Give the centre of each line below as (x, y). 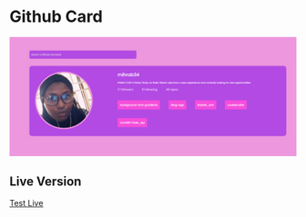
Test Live (26, 203)
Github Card (56, 17)
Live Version (46, 182)
